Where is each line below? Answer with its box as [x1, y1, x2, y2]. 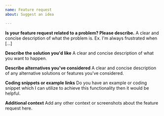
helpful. [5, 90, 21, 96]
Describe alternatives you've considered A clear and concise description [5, 65, 157, 71]
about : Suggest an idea [5, 12, 54, 17]
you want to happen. [5, 55, 47, 61]
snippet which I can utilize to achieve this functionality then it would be [5, 85, 149, 91]
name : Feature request [5, 7, 52, 12]
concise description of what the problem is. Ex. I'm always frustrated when [5, 35, 158, 41]
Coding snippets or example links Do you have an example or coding [5, 80, 147, 86]
